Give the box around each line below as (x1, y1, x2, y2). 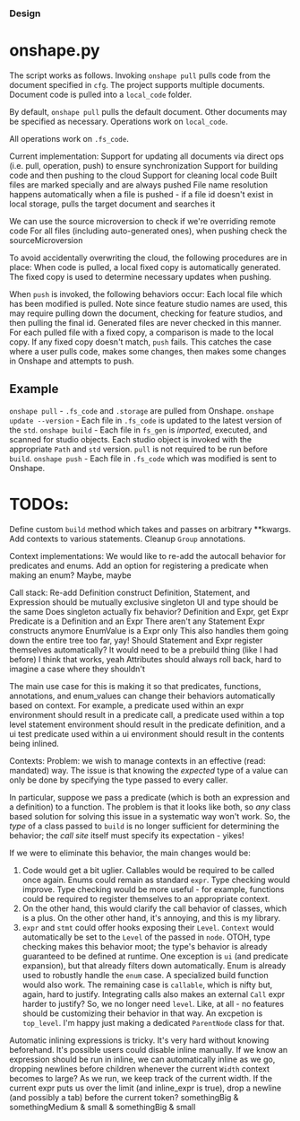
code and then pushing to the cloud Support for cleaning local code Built (9, 170, 278, 180)
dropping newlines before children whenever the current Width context (9, 1063, 270, 1074)
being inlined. (9, 738, 60, 749)
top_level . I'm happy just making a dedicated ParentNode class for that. (21, 1017, 285, 1028)
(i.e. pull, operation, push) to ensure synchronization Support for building (9, 160, 279, 171)
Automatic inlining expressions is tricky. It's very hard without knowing (9, 1035, 270, 1046)
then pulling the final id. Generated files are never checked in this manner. (9, 317, 282, 328)
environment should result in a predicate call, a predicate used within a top (9, 709, 285, 720)
